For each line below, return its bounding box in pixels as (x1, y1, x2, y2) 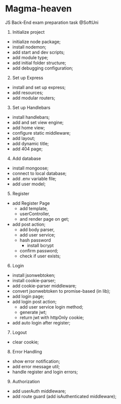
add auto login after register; (12, 320, 71, 325)
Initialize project (12, 29, 45, 35)
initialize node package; (12, 38, 61, 45)
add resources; (12, 89, 43, 95)
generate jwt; (19, 309, 47, 315)
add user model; (12, 181, 46, 187)
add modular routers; (12, 95, 55, 101)
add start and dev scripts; (12, 49, 65, 55)
